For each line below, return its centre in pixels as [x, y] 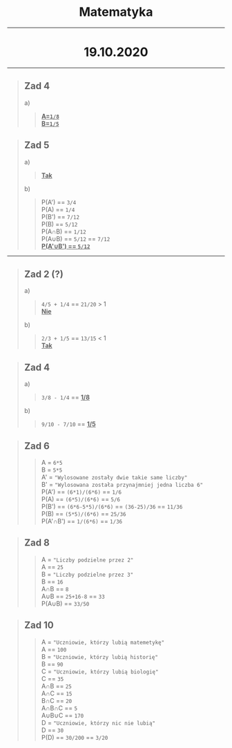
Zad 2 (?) [43, 274]
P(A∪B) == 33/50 [65, 603]
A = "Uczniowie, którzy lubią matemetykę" [103, 642]
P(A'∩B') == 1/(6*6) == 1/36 [82, 521]
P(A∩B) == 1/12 [64, 231]
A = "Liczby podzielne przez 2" [87, 559]
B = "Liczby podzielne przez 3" [87, 574]
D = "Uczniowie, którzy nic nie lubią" [98, 722]
